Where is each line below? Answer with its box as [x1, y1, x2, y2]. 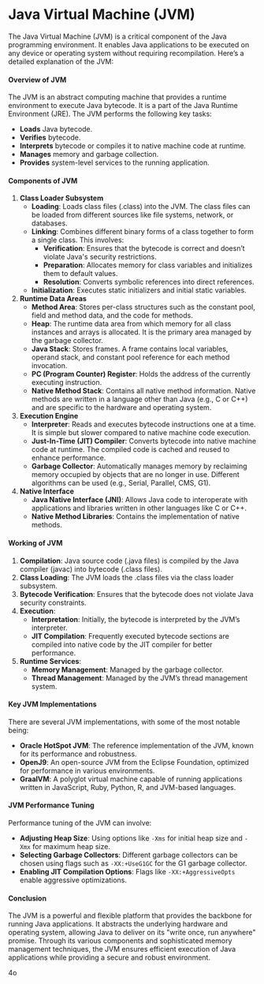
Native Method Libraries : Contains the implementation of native [31, 512, 240, 521]
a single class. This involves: [31, 235, 125, 245]
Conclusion [8, 893, 47, 903]
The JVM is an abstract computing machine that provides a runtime [8, 92, 227, 102]
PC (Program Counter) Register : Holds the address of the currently [31, 369, 251, 379]
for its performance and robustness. [19, 749, 137, 758]
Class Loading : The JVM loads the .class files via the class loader [19, 572, 234, 582]
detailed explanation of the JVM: [8, 57, 114, 66]
